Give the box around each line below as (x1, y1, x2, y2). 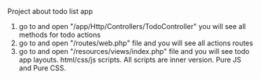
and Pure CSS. (18, 63, 67, 73)
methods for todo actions (18, 31, 101, 39)
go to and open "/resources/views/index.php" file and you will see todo (18, 47, 250, 56)
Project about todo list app (7, 7, 94, 16)
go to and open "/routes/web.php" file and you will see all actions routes (18, 38, 253, 48)
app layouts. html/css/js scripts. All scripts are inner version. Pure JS (18, 55, 241, 64)
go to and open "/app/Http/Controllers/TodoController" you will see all (18, 22, 246, 31)
